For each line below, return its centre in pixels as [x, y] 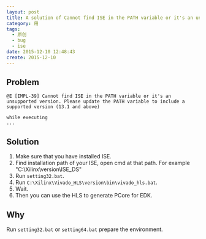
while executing [27, 118]
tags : [13, 29]
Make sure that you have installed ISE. [63, 156]
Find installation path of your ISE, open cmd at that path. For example [102, 163]
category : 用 [22, 23]
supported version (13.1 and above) [53, 107]
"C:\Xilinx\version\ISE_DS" [48, 169]
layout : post [23, 12]
